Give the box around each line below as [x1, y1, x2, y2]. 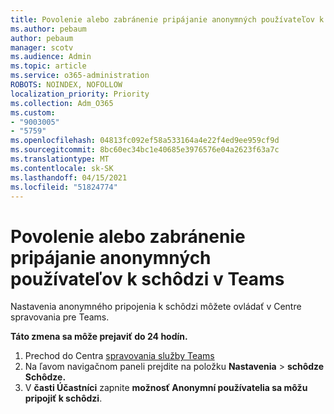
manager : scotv [10, 42, 74, 53]
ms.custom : [10, 107, 56, 118]
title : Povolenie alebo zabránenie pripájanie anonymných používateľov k [10, 14, 325, 25]
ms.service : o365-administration [10, 71, 150, 81]
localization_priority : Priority [10, 89, 150, 99]
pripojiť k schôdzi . [24, 392, 103, 405]
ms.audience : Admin [10, 52, 92, 62]
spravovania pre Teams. [10, 311, 110, 323]
